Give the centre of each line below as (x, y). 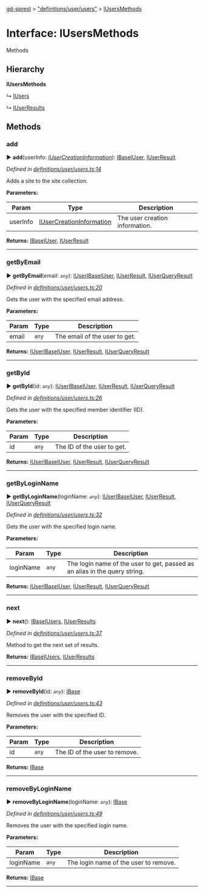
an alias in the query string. (105, 571)
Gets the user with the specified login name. (62, 527)
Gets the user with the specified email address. (65, 299)
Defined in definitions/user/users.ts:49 (54, 814)
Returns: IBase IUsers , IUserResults (51, 657)
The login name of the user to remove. (121, 863)
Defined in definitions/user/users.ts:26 (54, 398)
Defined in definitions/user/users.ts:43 (54, 703)
